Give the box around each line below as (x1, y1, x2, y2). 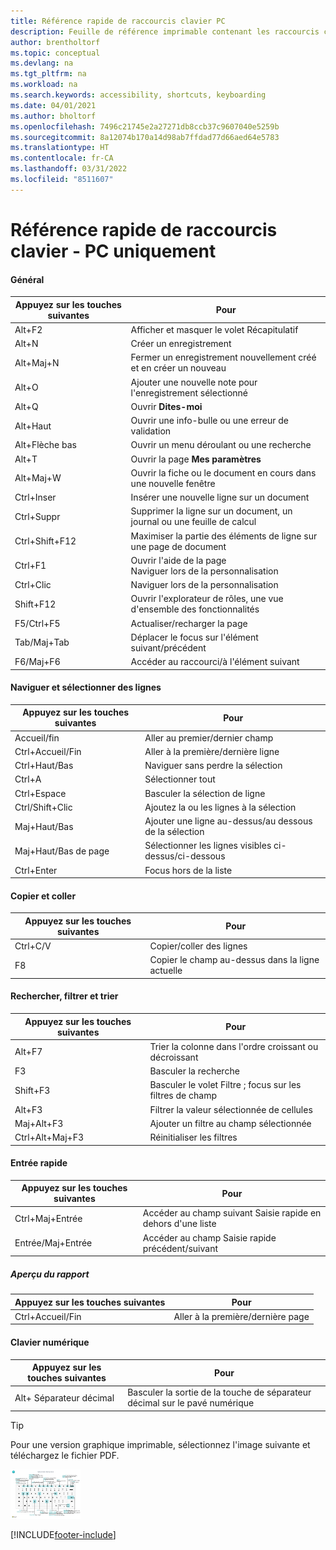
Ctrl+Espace (14, 787, 67, 799)
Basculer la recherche (149, 1065, 240, 1077)
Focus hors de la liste (144, 864, 233, 876)
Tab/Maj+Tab (14, 636, 70, 649)
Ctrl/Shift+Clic (14, 801, 73, 813)
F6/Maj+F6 (14, 656, 61, 668)
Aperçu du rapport (10, 1268, 90, 1280)
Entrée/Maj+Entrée (14, 1237, 93, 1249)
